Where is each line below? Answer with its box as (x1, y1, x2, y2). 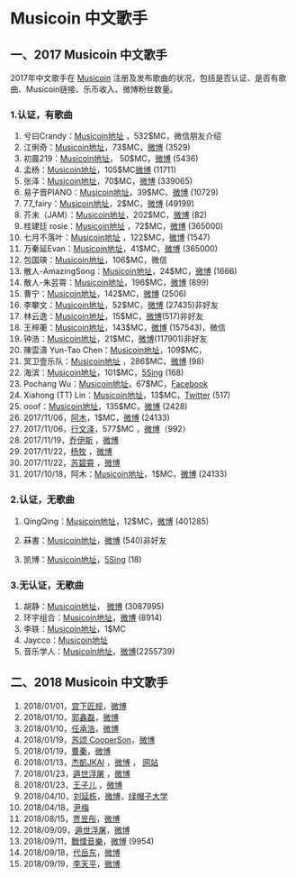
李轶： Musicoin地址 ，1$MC (22, 623, 127, 634)
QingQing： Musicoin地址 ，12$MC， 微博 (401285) (22, 516, 210, 526)
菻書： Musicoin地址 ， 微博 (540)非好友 (22, 534, 167, 545)
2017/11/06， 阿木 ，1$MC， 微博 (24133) (22, 412, 170, 424)
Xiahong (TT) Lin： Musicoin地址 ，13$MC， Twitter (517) (22, 389, 231, 401)
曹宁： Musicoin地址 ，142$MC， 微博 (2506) (22, 288, 187, 299)
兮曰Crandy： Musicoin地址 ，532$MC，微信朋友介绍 (22, 131, 221, 142)
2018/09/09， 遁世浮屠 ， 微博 (22, 824, 130, 835)
